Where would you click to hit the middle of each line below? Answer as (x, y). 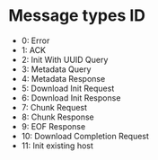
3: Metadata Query (56, 69)
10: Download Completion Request (85, 136)
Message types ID (77, 16)
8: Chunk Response (58, 117)
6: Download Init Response (71, 98)
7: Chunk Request (54, 107)
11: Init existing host (57, 146)
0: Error (35, 40)
